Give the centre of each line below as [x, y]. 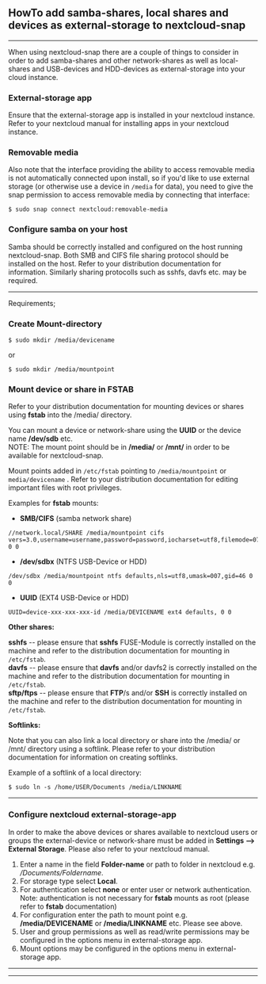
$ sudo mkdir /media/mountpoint [61, 369]
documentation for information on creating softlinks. [93, 757]
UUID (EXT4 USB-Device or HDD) [74, 598]
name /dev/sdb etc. [40, 438]
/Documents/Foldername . [61, 872]
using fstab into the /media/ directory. [70, 415]
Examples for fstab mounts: [53, 503]
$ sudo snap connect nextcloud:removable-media [88, 209]
